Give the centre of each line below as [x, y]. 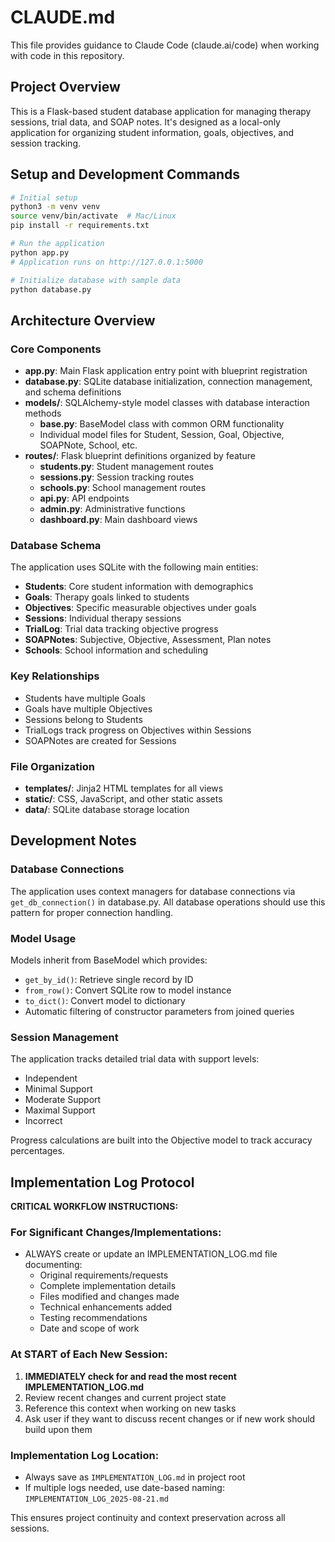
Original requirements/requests [104, 1275]
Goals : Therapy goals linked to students [107, 597]
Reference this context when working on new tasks [130, 1408]
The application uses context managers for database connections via [153, 891]
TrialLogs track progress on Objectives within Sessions [138, 730]
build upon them [58, 1429]
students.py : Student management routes [126, 467]
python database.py [51, 289]
